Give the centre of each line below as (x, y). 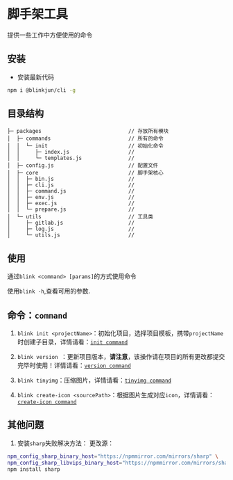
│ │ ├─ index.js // (71, 152)
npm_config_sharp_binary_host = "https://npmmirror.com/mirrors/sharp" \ (113, 456)
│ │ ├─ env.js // (71, 198)
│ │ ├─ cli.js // (71, 185)
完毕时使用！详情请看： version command (74, 365)
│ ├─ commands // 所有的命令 (86, 139)
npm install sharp (34, 469)
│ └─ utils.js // (71, 235)
